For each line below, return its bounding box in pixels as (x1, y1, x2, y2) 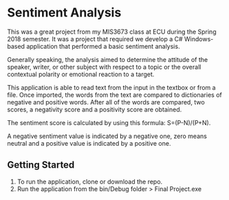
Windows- (184, 34, 214, 43)
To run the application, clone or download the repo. (17, 177, 163, 186)
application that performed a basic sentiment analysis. (26, 42, 180, 50)
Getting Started (7, 159, 75, 171)
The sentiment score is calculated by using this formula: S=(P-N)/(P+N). (7, 118, 211, 126)
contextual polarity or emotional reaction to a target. (7, 70, 155, 78)
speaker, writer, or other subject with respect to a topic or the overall (7, 63, 201, 71)
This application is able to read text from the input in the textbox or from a (7, 83, 216, 91)
